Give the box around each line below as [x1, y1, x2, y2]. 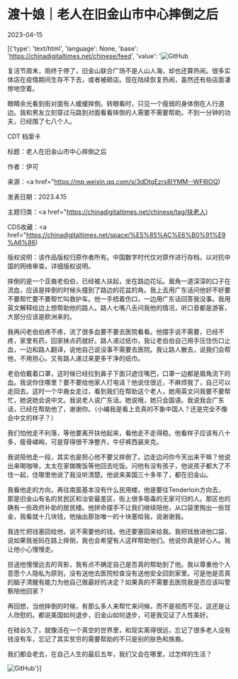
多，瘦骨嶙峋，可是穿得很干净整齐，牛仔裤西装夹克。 [7, 438, 163, 446]
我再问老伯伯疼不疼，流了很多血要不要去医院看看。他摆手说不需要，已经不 [7, 327, 225, 336]
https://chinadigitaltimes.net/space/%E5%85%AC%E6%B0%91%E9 [25, 230, 226, 239]
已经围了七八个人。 [19, 116, 76, 125]
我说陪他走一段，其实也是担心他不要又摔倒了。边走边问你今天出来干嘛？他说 [7, 452, 231, 461]
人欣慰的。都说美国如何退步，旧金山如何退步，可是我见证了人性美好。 [7, 610, 212, 619]
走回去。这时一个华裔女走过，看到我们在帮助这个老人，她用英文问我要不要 [7, 386, 225, 395]
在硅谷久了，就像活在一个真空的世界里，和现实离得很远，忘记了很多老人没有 [7, 626, 231, 634]
